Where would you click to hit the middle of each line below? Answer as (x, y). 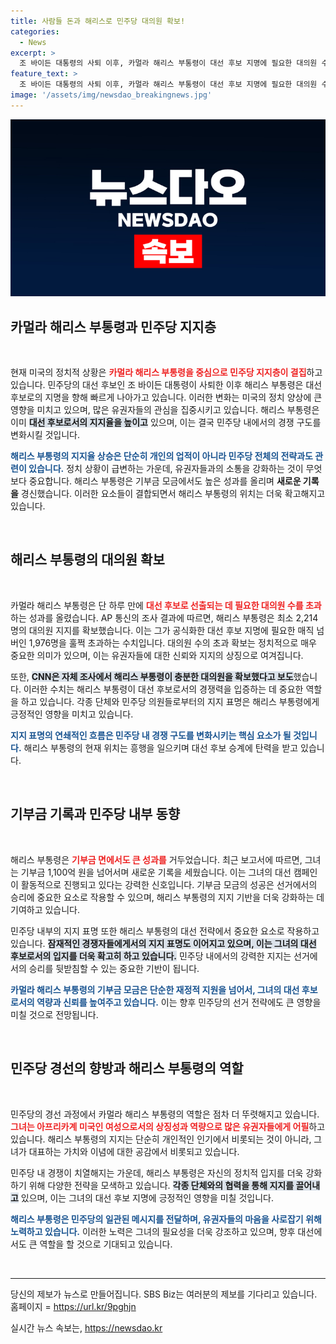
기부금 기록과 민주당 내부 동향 (95, 814)
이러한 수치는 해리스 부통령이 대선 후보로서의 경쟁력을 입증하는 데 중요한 (163, 689)
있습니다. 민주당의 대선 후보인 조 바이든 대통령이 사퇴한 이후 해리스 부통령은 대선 (166, 385)
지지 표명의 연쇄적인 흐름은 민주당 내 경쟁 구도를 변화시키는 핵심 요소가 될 (151, 735)
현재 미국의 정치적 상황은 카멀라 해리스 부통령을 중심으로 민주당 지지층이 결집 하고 (166, 372)
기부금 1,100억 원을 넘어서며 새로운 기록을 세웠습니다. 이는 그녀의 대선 (156, 872)
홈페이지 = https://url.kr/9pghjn (73, 1306)
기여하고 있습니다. (45, 909)
